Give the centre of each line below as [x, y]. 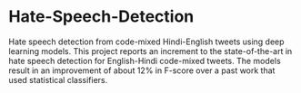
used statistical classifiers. [58, 79]
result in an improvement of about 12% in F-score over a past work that [142, 70]
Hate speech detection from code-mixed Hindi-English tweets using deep [146, 42]
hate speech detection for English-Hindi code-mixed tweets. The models [145, 60]
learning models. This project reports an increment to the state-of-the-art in [150, 51]
